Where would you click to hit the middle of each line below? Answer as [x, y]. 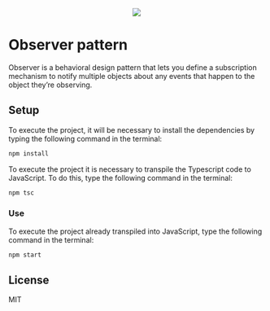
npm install [28, 153]
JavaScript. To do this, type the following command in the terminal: [121, 177]
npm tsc [22, 193]
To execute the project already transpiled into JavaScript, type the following [135, 231]
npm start [25, 255]
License [29, 280]
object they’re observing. [50, 85]
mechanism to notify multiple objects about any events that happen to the [132, 76]
